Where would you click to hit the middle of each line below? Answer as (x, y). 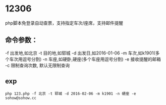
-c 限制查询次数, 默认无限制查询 (38, 65)
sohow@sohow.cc (21, 98)
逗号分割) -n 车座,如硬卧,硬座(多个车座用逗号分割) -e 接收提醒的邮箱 (91, 59)
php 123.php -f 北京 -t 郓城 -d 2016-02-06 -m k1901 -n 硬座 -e (71, 94)
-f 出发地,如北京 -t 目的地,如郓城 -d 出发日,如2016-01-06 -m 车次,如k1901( (80, 53)
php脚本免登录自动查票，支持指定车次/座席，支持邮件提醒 (64, 23)
